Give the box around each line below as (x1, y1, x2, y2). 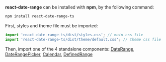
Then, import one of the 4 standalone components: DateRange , (5, 46, 135, 52)
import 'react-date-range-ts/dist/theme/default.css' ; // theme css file (5, 37, 162, 42)
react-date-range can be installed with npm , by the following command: (5, 4, 154, 10)
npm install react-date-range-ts (5, 14, 75, 19)
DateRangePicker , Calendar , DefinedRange (5, 51, 93, 57)
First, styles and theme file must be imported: (5, 22, 98, 29)
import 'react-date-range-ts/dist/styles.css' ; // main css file (5, 32, 143, 37)
